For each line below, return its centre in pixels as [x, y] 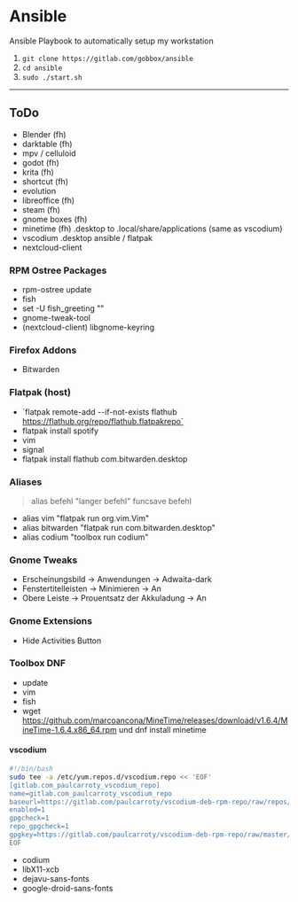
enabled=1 [27, 810]
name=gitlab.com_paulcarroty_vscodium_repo [91, 793]
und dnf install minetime [162, 729]
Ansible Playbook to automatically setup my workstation [112, 41]
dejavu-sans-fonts [56, 878]
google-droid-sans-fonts [67, 888]
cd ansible [42, 68]
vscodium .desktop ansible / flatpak [87, 237]
